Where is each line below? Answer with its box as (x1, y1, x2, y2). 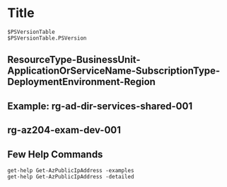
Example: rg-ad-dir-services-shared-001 (7, 100, 193, 112)
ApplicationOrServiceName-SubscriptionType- (7, 65, 221, 77)
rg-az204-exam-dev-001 (7, 124, 122, 136)
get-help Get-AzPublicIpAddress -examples (7, 166, 134, 174)
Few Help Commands (7, 148, 103, 160)
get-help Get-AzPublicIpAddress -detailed (7, 173, 134, 180)
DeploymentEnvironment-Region (7, 76, 156, 88)
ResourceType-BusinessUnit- (7, 54, 141, 66)
